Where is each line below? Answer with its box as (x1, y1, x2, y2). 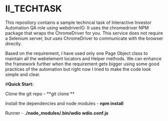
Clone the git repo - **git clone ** (5, 91, 75, 97)
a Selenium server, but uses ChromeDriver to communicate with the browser (5, 35, 163, 41)
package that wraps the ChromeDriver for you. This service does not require (5, 30, 163, 36)
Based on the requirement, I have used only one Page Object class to (5, 50, 148, 56)
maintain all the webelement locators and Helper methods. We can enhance (5, 55, 162, 61)
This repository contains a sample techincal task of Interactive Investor (5, 19, 152, 25)
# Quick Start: (5, 81, 34, 87)
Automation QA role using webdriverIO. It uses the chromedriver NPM (5, 24, 149, 30)
